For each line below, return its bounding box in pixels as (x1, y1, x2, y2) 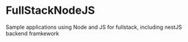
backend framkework (5, 29, 59, 37)
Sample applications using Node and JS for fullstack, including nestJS (5, 23, 183, 31)
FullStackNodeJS (5, 4, 95, 17)
